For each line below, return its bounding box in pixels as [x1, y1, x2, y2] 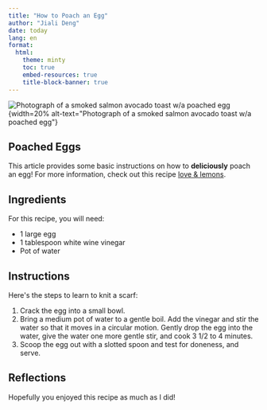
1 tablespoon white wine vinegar [19, 238, 126, 248]
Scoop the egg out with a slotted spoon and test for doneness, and [19, 339, 239, 349]
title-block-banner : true [22, 78, 109, 86]
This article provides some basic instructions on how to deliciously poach [8, 161, 251, 171]
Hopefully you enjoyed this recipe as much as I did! [8, 392, 176, 402]
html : [15, 49, 34, 57]
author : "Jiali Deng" [8, 19, 80, 27]
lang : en [8, 33, 37, 42]
